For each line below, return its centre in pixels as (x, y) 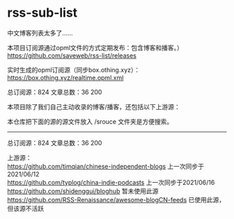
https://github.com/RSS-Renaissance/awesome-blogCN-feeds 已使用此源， (116, 200)
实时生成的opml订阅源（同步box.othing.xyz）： (74, 70)
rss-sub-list (42, 13)
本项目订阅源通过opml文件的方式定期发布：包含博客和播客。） (95, 47)
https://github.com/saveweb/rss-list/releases (72, 55)
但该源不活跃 (25, 208)
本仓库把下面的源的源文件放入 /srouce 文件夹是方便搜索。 (90, 121)
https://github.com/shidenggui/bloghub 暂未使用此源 (83, 191)
